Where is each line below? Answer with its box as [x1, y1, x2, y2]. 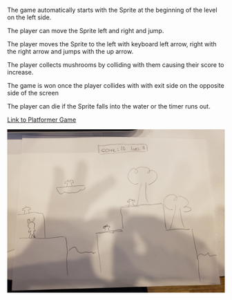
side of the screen [7, 89, 59, 97]
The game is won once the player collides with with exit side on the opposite [7, 82, 224, 89]
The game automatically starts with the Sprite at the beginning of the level [7, 6, 217, 14]
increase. [7, 68, 34, 76]
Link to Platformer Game [7, 115, 77, 124]
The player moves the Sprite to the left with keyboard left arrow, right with [7, 40, 217, 48]
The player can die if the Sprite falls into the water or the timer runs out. [7, 102, 211, 110]
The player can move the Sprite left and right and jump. [7, 27, 164, 35]
